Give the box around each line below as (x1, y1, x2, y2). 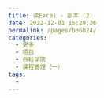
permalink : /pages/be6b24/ (8, 26, 97, 34)
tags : (8, 70, 26, 78)
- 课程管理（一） (15, 63, 64, 71)
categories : (8, 33, 47, 42)
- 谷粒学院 (15, 56, 46, 64)
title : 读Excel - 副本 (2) (8, 11, 93, 20)
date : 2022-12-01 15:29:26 (8, 19, 97, 27)
